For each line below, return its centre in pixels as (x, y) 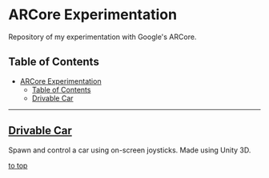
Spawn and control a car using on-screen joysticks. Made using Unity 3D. (130, 150)
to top (18, 165)
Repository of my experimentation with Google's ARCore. (102, 37)
